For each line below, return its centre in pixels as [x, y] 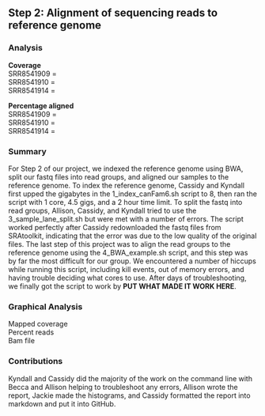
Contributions [36, 361]
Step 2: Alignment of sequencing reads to [113, 13]
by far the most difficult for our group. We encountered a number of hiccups [132, 261]
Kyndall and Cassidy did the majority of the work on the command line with [131, 378]
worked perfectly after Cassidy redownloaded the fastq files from [115, 227]
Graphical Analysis [45, 306]
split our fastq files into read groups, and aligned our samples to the [119, 176]
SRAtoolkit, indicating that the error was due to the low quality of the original [132, 236]
